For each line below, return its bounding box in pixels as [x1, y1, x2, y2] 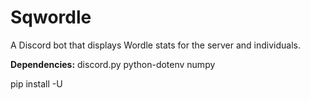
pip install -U [10, 77, 63, 90]
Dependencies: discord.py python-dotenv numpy [10, 58, 216, 70]
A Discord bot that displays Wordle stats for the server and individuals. [10, 39, 301, 51]
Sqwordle [10, 6, 92, 29]
